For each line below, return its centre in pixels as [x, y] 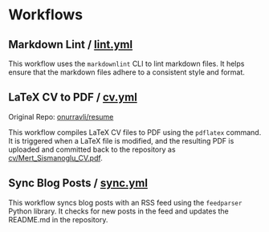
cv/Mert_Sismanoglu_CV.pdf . [55, 157]
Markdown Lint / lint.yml [71, 45]
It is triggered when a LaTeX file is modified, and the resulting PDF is [121, 140]
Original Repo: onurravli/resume [61, 116]
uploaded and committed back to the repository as [92, 149]
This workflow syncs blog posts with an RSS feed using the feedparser [125, 202]
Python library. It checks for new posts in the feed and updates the [118, 211]
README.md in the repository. [58, 219]
